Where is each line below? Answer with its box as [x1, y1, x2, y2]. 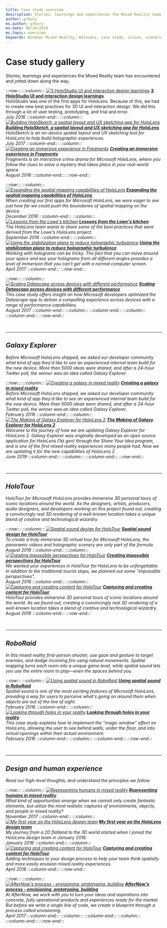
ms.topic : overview [5, 30, 46, 35]
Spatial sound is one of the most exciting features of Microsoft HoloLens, [5, 688, 155, 694]
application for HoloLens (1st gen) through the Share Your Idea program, [5, 438, 154, 444]
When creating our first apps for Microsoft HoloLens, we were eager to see [5, 197, 160, 203]
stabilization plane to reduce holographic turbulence [5, 245, 117, 251]
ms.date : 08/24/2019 [5, 26, 49, 31]
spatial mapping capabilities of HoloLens [5, 192, 93, 198]
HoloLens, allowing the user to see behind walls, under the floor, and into [5, 725, 155, 731]
